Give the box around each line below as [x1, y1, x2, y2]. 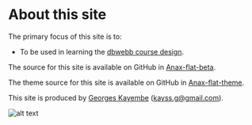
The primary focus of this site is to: [8, 32, 122, 41]
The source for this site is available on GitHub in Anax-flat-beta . [8, 62, 216, 72]
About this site [8, 6, 107, 24]
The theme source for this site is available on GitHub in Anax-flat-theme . [8, 78, 245, 87]
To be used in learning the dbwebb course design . [19, 47, 185, 56]
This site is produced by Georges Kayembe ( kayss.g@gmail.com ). [8, 93, 224, 102]
